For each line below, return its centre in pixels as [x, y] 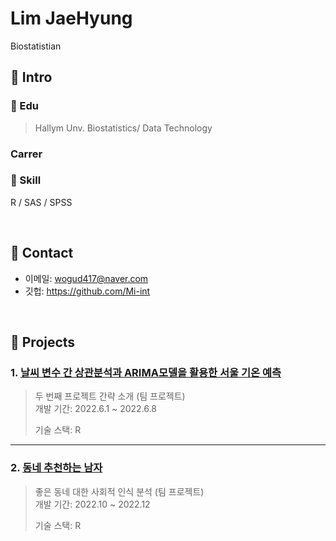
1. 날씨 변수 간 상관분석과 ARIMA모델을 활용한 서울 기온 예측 [146, 372]
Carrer [26, 154]
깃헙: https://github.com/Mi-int [87, 291]
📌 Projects [43, 342]
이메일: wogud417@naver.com [86, 278]
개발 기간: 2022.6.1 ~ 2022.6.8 [95, 409]
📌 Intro [31, 77]
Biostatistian [36, 46]
